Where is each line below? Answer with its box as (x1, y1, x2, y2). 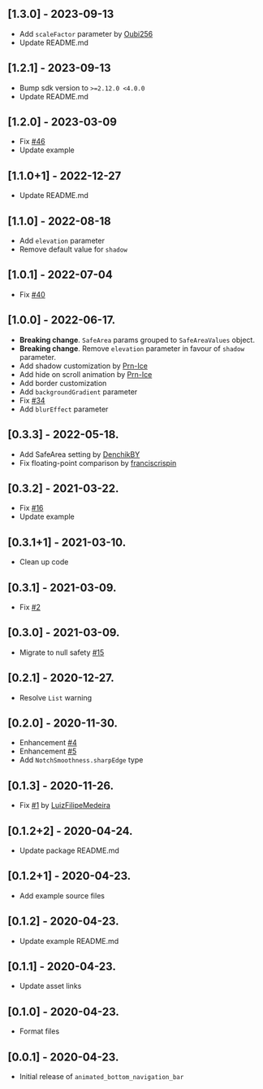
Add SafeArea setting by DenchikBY (19, 449, 140, 459)
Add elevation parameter (19, 236, 105, 246)
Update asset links (19, 981, 82, 991)
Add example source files (19, 890, 105, 900)
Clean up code (19, 557, 69, 567)
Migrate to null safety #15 (19, 648, 105, 657)
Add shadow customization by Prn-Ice (19, 361, 148, 371)
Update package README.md (19, 845, 119, 855)
